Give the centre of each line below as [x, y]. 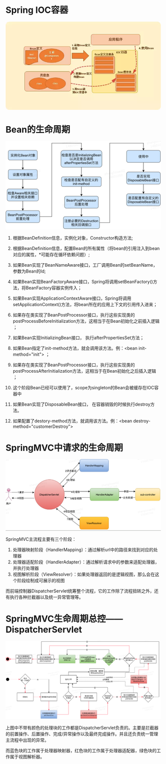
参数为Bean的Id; [29, 271]
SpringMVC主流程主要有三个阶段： [41, 539]
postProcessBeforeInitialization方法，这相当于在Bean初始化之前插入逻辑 [86, 321]
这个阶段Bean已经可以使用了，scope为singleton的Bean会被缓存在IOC [83, 387]
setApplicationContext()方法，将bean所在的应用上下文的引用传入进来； [85, 304]
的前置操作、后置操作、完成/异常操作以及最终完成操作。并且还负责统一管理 [82, 734]
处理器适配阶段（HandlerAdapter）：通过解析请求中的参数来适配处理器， [86, 562]
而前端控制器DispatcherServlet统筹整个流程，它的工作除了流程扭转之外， [80, 591]
